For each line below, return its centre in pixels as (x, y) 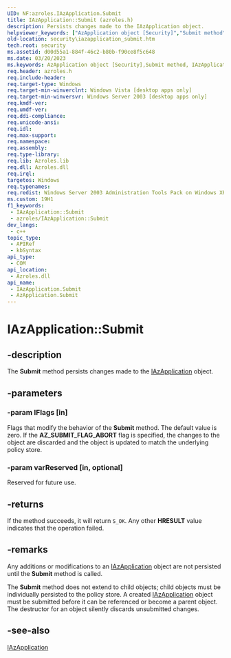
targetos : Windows (33, 180)
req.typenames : (29, 187)
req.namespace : (29, 142)
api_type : (21, 257)
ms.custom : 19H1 (30, 199)
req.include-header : (37, 78)
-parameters (35, 393)
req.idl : (20, 129)
